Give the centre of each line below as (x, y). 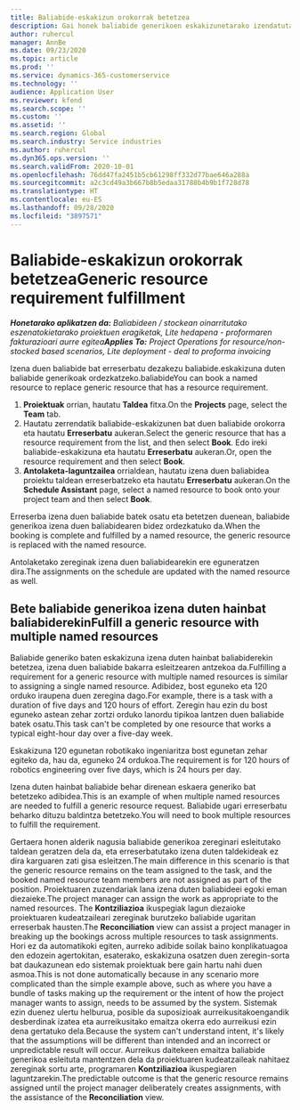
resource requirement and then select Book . (104, 461)
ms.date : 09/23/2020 (49, 51)
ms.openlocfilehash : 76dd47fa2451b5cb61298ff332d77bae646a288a (130, 174)
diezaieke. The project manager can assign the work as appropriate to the (144, 899)
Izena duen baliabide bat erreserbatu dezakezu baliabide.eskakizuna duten (148, 368)
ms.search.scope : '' (49, 109)
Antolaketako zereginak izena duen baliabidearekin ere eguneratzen (135, 562)
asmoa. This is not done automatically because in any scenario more (134, 975)
